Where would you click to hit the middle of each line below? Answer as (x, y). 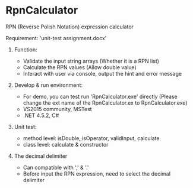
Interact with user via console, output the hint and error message (102, 73)
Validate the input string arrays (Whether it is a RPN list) (91, 61)
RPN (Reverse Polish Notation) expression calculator (70, 27)
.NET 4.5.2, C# (41, 115)
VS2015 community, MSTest (58, 109)
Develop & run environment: (48, 85)
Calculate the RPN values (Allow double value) (80, 67)
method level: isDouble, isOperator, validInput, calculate (91, 138)
